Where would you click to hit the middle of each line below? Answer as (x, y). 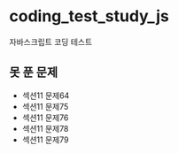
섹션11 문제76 (45, 118)
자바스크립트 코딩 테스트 (51, 42)
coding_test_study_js (89, 16)
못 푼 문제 (34, 73)
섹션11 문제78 (45, 128)
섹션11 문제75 (45, 106)
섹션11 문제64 (46, 96)
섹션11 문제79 (45, 140)
